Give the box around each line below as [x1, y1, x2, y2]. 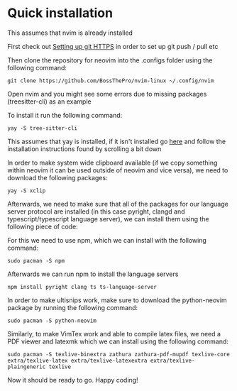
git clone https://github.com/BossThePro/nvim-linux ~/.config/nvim [7, 77, 214, 84]
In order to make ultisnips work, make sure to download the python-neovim [7, 296, 227, 304]
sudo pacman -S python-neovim [7, 317, 97, 324]
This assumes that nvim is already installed [7, 28, 133, 37]
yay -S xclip [7, 187, 46, 194]
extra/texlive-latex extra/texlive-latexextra [7, 357, 148, 364]
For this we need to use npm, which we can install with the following [7, 236, 207, 244]
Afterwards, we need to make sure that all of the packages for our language [7, 199, 228, 208]
